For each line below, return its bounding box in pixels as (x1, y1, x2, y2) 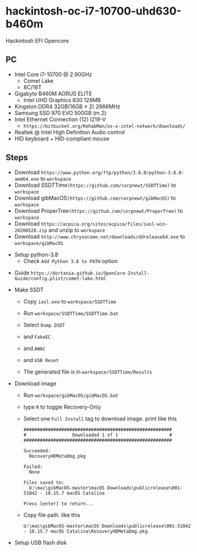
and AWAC (23, 345, 46, 352)
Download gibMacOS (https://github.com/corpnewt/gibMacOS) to (14, 194, 176, 201)
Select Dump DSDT (23, 321, 66, 328)
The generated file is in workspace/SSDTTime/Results (23, 368, 152, 375)
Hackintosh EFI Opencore (5, 37, 69, 44)
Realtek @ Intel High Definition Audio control (14, 128, 125, 135)
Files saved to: (23, 479, 64, 485)
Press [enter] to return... (23, 501, 94, 507)
